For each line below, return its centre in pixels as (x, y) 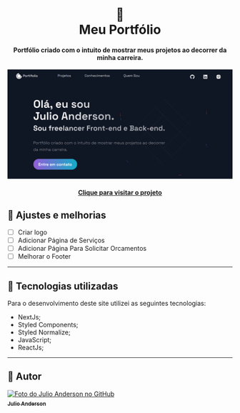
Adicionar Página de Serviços (61, 240)
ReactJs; (31, 347)
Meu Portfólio (120, 30)
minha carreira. (120, 57)
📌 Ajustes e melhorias (57, 215)
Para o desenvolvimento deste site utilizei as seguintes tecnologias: (107, 303)
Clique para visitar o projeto (120, 193)
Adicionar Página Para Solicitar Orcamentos (82, 249)
